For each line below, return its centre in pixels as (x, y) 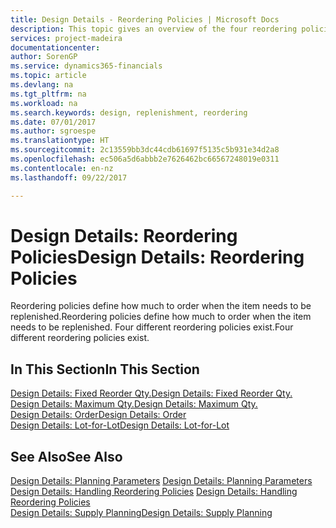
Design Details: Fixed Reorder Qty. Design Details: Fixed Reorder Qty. (151, 393)
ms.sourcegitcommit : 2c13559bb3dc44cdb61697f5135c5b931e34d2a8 (145, 150)
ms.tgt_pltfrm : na (48, 94)
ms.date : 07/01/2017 (53, 122)
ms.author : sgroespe (53, 131)
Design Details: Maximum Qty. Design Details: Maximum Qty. (134, 404)
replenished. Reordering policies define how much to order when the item (161, 317)
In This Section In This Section (105, 369)
